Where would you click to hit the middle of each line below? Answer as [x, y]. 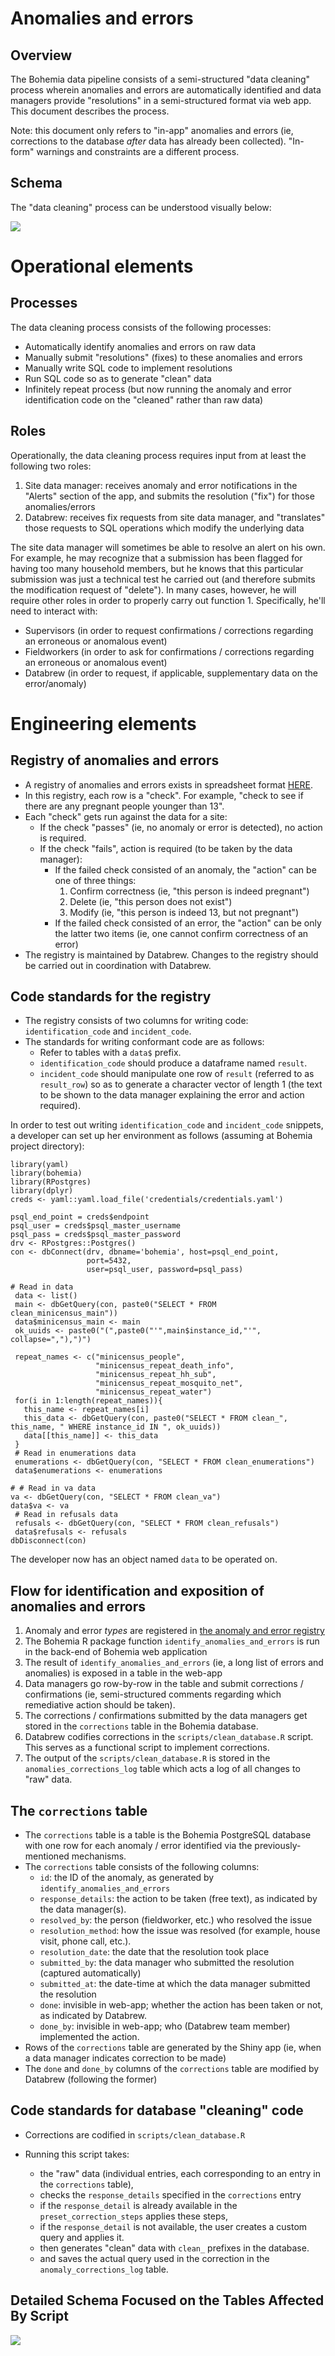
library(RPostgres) [51, 1182]
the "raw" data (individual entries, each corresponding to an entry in [180, 2173]
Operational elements [102, 266]
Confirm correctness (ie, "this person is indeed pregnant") [189, 891]
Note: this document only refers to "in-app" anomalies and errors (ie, [152, 130]
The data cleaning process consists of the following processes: [141, 327]
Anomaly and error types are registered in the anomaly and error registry [174, 1631]
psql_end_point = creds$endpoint [80, 1217]
